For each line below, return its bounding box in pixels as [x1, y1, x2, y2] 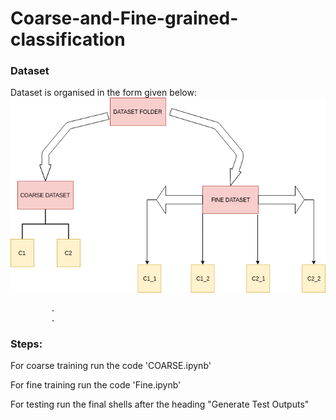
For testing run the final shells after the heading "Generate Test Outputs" [10, 398, 310, 411]
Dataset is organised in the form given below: [10, 87, 197, 99]
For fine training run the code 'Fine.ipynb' [10, 379, 182, 391]
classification [10, 28, 126, 51]
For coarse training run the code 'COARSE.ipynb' [10, 360, 212, 372]
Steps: [10, 337, 43, 351]
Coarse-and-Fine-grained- [10, 7, 239, 30]
